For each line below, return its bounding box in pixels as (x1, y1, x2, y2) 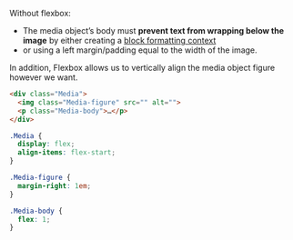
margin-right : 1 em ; (17, 181, 92, 190)
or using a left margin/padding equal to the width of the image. (22, 45, 258, 55)
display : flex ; (17, 140, 76, 149)
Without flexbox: (9, 8, 71, 18)
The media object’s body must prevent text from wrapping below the (22, 25, 285, 35)
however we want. (9, 72, 78, 83)
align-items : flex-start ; (17, 148, 116, 157)
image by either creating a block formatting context (22, 35, 217, 45)
